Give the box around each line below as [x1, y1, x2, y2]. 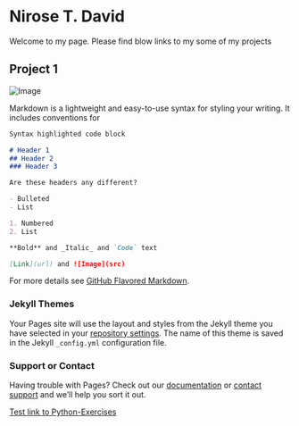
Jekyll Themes [9, 297, 75, 310]
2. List [9, 227, 38, 236]
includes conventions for [9, 112, 101, 122]
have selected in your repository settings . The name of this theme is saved [9, 328, 284, 338]
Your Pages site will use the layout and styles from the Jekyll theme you [9, 318, 274, 329]
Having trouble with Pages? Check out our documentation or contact [9, 380, 262, 390]
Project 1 [9, 62, 58, 77]
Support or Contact [9, 359, 96, 372]
